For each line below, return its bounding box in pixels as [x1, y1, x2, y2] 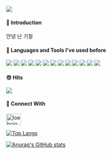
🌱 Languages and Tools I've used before [6, 47, 106, 54]
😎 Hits [6, 74, 24, 81]
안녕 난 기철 [6, 32, 34, 40]
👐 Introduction [6, 19, 42, 26]
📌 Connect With [6, 100, 46, 107]
